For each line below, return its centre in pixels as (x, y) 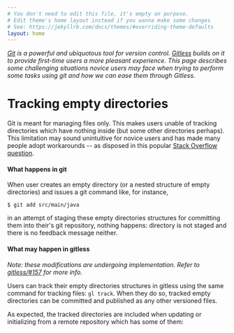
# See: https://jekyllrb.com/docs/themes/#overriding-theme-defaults (111, 27)
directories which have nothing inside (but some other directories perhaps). (116, 131)
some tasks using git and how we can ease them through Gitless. (101, 76)
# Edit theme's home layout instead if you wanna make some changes (109, 20)
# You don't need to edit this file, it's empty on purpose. (98, 14)
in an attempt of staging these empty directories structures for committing (114, 218)
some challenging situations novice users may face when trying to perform (116, 68)
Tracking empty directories (88, 104)
